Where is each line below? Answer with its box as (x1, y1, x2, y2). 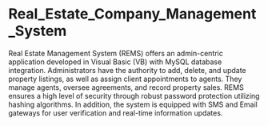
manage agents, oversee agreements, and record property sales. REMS (8, 82, 244, 92)
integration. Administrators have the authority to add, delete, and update (8, 65, 246, 75)
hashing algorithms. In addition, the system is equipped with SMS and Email (8, 100, 258, 109)
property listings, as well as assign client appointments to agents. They (8, 74, 242, 83)
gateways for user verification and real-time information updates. (8, 108, 223, 117)
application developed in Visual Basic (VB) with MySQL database (8, 57, 222, 67)
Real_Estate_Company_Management (8, 5, 257, 23)
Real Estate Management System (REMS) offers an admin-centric (8, 48, 224, 58)
